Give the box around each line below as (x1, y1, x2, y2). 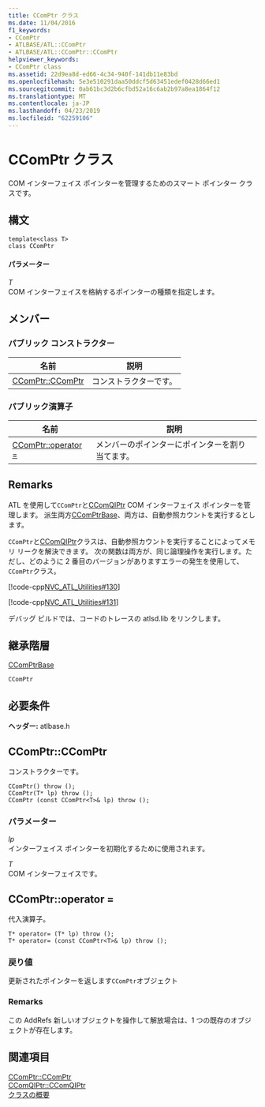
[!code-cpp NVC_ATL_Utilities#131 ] (8, 597, 119, 606)
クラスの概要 (8, 1090, 50, 1099)
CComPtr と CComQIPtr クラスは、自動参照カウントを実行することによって (8, 536, 242, 546)
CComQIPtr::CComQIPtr (8, 1080, 86, 1090)
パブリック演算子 (8, 401, 73, 412)
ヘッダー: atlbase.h (8, 722, 70, 731)
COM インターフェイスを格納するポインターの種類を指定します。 (8, 287, 219, 296)
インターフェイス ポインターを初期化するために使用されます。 (8, 844, 210, 854)
